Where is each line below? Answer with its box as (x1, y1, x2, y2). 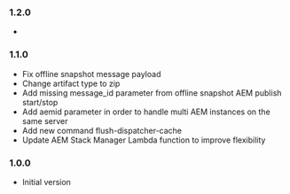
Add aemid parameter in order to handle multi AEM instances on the (21, 106, 270, 117)
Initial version (21, 176, 71, 187)
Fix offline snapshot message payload (21, 68, 161, 79)
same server (21, 115, 68, 126)
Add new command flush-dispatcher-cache (21, 125, 183, 136)
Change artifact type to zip (21, 78, 121, 89)
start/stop (21, 97, 59, 107)
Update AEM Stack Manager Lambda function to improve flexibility (21, 135, 266, 145)
